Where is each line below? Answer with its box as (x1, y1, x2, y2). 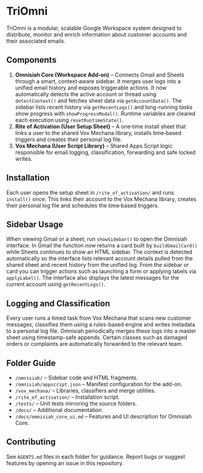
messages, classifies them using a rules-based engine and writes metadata (6, 321, 196, 328)
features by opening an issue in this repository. (6, 459, 124, 466)
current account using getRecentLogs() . (6, 281, 106, 288)
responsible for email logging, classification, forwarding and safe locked (15, 148, 196, 156)
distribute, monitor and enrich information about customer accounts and (6, 30, 187, 38)
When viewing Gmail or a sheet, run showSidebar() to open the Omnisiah (6, 235, 187, 243)
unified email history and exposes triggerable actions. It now (15, 84, 167, 91)
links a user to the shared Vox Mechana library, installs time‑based (15, 129, 182, 136)
